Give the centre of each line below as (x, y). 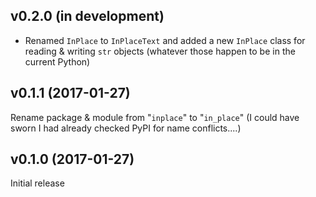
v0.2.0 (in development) (87, 16)
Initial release (37, 183)
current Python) (57, 61)
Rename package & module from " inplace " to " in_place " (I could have (155, 117)
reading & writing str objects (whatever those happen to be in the (160, 51)
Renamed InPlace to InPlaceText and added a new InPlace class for (165, 40)
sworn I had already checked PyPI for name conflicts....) (126, 128)
